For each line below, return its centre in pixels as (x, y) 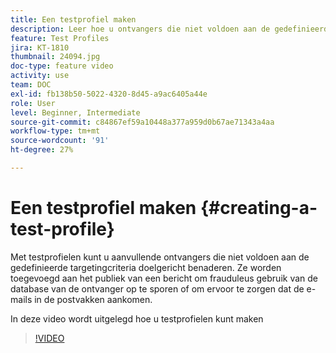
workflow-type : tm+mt (55, 131)
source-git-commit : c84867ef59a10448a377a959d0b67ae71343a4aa (142, 122)
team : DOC (31, 85)
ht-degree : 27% (42, 150)
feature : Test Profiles (60, 38)
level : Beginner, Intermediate (75, 112)
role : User (33, 103)
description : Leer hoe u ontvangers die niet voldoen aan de (140, 29)
